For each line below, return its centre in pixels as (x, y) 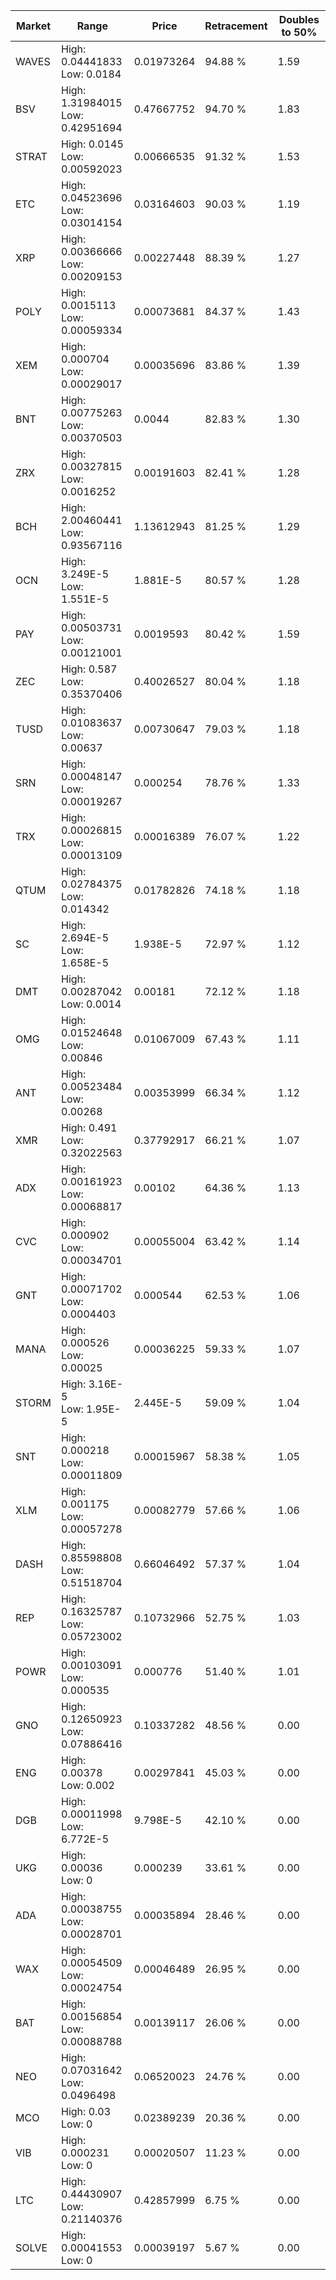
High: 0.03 (86, 2111)
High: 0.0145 (92, 144)
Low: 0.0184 (91, 74)
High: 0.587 (89, 669)
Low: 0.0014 (91, 1004)
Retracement (236, 26)
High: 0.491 (89, 1127)
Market (33, 26)
